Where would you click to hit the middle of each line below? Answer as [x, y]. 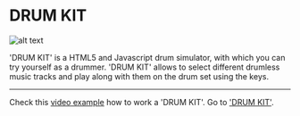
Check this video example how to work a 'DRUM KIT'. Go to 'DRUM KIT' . [142, 102]
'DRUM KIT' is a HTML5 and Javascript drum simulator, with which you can [147, 57]
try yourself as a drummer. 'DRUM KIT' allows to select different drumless [145, 67]
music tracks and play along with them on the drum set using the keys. [139, 76]
